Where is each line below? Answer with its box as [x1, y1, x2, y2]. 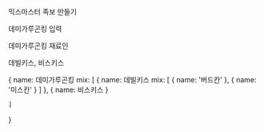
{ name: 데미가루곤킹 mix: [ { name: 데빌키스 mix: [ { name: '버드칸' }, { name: [8, 75, 258, 84]
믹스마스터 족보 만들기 [8, 7, 78, 16]
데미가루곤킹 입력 [8, 24, 62, 34]
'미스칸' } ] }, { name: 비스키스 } [8, 85, 109, 94]
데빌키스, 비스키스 [8, 58, 65, 67]
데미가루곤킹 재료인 [8, 41, 69, 50]
